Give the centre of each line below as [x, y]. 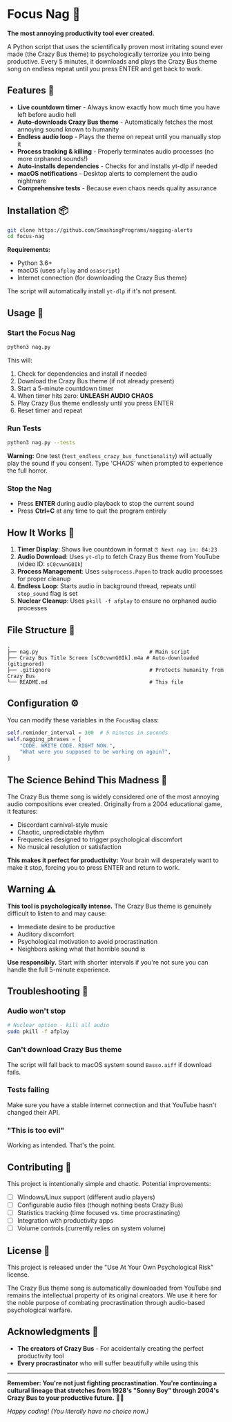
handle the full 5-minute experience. [59, 969]
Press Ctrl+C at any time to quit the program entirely [92, 511]
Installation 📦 [38, 211]
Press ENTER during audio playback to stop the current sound [106, 504]
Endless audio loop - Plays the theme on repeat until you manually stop [119, 136]
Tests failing [28, 1090]
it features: [22, 811]
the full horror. [28, 471]
